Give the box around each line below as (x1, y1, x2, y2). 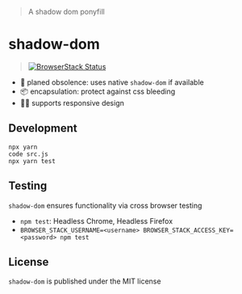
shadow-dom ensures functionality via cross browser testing (8, 200, 202, 210)
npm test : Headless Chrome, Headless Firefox (19, 216, 173, 225)
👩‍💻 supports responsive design (19, 98, 125, 107)
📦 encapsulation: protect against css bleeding (19, 86, 176, 96)
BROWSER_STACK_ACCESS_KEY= (143, 226, 234, 234)
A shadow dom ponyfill (27, 7, 105, 16)
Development (8, 121, 78, 136)
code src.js (8, 149, 48, 158)
